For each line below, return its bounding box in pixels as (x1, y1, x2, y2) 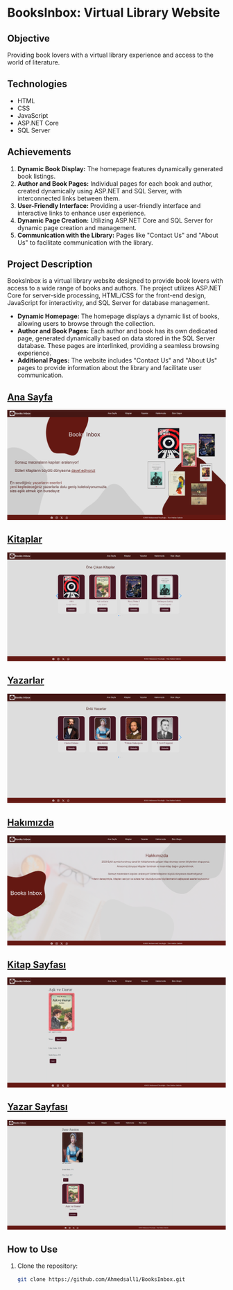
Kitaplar (7, 534, 43, 546)
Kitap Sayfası (7, 959, 67, 970)
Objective (7, 33, 51, 44)
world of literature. (7, 58, 60, 67)
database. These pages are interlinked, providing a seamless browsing (17, 342, 220, 350)
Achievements (7, 146, 71, 158)
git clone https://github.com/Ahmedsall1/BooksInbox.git (17, 1275, 186, 1283)
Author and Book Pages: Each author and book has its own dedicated (17, 327, 218, 335)
